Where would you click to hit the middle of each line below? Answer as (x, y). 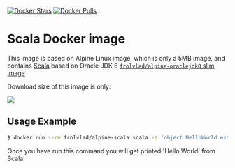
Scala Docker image (66, 39)
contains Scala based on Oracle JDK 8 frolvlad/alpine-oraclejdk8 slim (111, 66)
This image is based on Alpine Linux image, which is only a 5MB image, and (116, 58)
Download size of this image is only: (59, 86)
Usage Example (42, 122)
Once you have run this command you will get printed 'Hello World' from (111, 151)
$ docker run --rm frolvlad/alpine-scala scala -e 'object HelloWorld (112, 137)
